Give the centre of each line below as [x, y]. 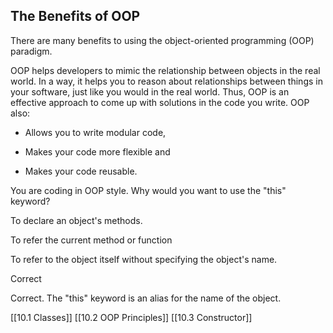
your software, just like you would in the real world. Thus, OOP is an [150, 91]
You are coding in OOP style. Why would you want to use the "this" [148, 190]
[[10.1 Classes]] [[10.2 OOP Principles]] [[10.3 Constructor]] [131, 317]
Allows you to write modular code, [95, 132]
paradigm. [31, 51]
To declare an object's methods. [76, 220]
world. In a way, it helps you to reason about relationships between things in [166, 81]
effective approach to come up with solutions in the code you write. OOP [160, 102]
